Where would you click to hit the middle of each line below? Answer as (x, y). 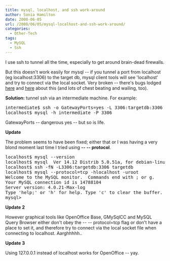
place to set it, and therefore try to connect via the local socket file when (81, 228)
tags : (11, 39)
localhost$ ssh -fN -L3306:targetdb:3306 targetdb (69, 167)
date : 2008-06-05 (24, 19)
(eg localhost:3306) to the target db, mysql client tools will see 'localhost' (82, 77)
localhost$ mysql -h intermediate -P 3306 (59, 113)
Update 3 (15, 243)
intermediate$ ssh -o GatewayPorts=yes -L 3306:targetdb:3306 (84, 107)
